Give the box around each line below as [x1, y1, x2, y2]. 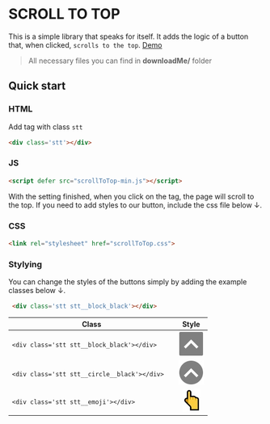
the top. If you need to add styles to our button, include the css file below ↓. [8, 199, 263, 210]
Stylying [8, 258, 43, 270]
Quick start [8, 79, 66, 93]
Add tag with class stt [8, 122, 83, 132]
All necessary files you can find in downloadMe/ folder [27, 56, 213, 65]
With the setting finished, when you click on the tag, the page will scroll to [8, 191, 255, 201]
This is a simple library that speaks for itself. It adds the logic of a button [8, 31, 249, 41]
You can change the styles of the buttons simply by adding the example [8, 277, 247, 287]
